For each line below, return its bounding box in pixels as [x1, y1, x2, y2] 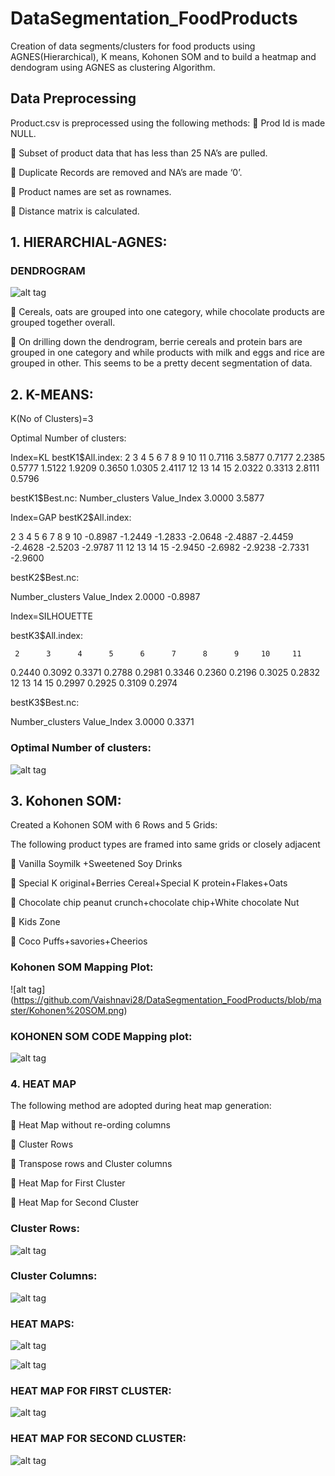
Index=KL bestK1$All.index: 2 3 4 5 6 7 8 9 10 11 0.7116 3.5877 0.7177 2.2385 [10, 452, 326, 464]
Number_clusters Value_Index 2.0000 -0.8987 [10, 591, 201, 603]
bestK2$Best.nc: [10, 572, 80, 584]
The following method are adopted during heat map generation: [10, 1100, 272, 1112]
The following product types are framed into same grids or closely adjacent [10, 838, 321, 851]
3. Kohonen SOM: [10, 792, 122, 809]
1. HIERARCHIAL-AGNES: [10, 234, 168, 251]
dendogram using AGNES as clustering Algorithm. [10, 61, 216, 73]
